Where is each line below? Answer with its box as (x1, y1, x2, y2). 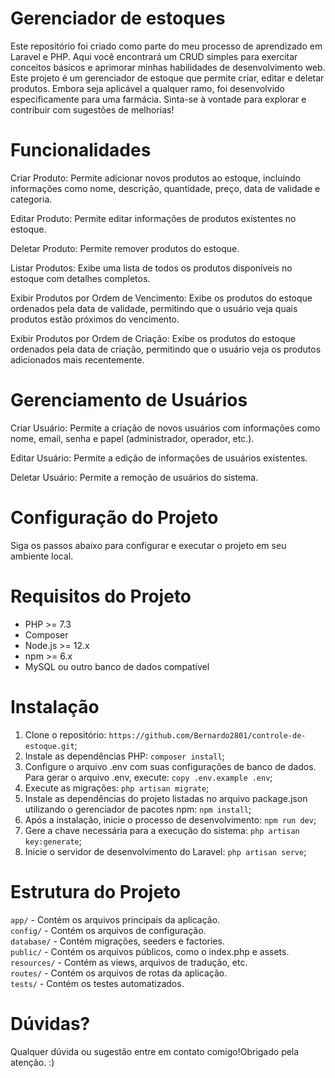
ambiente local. (10, 550, 74, 562)
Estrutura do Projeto (10, 880, 182, 903)
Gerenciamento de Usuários (10, 389, 248, 412)
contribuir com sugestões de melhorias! (10, 103, 175, 116)
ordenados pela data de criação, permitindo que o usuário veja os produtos (10, 343, 322, 355)
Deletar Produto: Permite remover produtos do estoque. (10, 242, 240, 254)
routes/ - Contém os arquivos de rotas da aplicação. (10, 967, 228, 979)
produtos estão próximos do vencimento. (10, 313, 180, 325)
